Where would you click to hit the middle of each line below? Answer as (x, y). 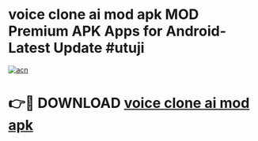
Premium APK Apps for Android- (118, 31)
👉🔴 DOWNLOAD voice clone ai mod (129, 103)
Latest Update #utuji (76, 48)
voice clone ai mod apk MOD (104, 15)
